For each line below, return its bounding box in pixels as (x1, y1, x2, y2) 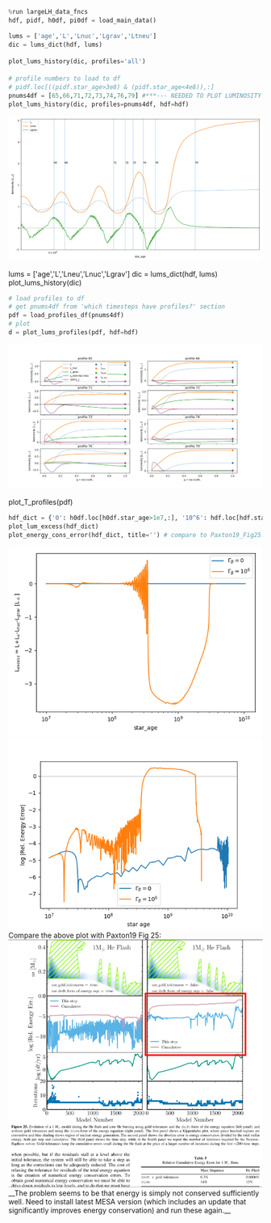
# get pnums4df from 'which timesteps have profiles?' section (8, 303, 226, 311)
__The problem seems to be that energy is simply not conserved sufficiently (8, 1188, 260, 1198)
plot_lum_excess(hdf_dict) (8, 522, 99, 531)
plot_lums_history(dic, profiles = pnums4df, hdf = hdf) (8, 100, 190, 108)
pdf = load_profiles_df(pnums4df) (8, 311, 125, 320)
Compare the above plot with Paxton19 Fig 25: (8, 930, 161, 941)
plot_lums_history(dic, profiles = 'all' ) (8, 57, 147, 66)
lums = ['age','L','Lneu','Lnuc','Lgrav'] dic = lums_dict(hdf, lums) (8, 269, 218, 278)
